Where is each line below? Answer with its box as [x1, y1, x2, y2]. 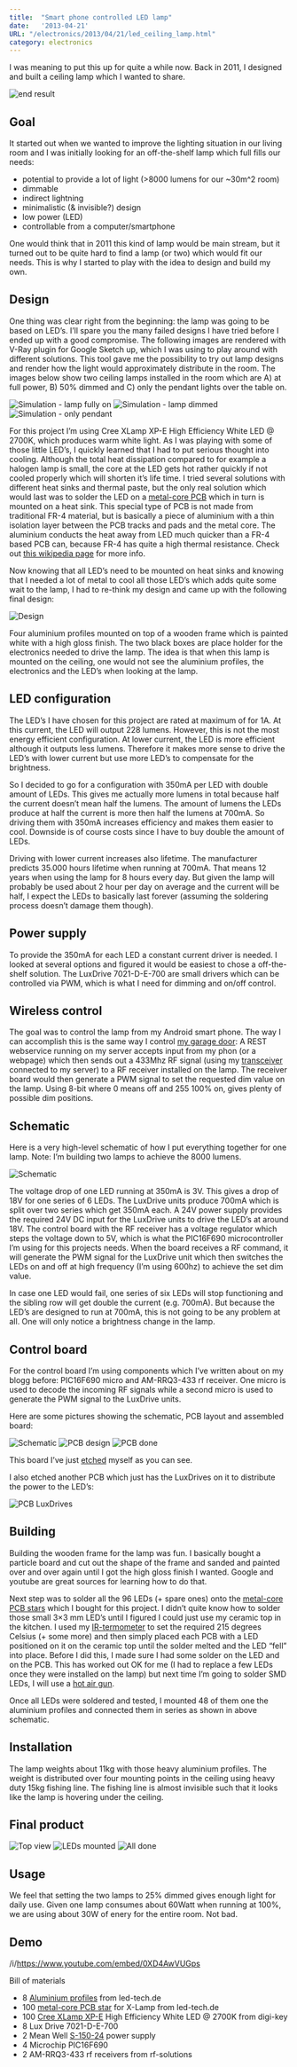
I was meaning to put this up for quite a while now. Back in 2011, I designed [9, 62, 282, 73]
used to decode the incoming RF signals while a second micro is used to [9, 1384, 273, 1395]
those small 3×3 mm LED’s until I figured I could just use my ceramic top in [9, 1612, 282, 1623]
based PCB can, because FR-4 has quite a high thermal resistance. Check [9, 538, 280, 549]
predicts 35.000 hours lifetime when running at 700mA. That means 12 [9, 862, 267, 873]
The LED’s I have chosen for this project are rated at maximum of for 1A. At [9, 715, 282, 726]
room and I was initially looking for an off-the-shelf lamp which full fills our [9, 147, 281, 158]
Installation [9, 1740, 73, 1755]
